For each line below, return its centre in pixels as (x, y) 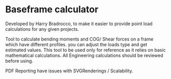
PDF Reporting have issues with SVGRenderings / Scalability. (69, 71)
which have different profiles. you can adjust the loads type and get (76, 44)
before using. (19, 61)
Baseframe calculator (52, 9)
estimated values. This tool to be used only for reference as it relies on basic (86, 50)
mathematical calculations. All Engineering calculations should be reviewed (84, 55)
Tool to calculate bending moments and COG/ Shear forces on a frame (79, 39)
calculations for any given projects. (42, 29)
